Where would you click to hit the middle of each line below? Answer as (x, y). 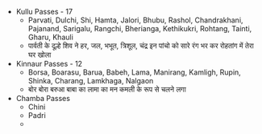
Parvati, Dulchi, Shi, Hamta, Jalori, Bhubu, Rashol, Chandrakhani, (135, 20)
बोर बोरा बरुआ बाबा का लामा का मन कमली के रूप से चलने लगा (107, 89)
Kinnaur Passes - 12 (49, 64)
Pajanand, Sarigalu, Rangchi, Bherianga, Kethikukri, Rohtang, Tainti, (140, 28)
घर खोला (40, 55)
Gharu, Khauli (51, 37)
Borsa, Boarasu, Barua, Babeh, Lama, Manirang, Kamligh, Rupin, (135, 72)
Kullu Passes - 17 (44, 12)
